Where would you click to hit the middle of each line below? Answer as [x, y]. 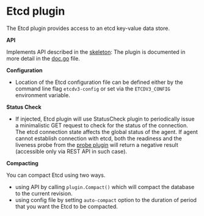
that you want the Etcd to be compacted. [66, 206]
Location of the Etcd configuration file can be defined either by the [99, 82]
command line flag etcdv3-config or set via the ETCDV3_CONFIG [93, 88]
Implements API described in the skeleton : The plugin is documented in [96, 52]
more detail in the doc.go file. [43, 58]
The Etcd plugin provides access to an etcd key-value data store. [88, 28]
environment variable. [42, 95]
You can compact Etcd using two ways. [56, 175]
